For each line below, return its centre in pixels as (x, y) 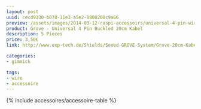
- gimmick (19, 61)
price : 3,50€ (22, 40)
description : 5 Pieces (34, 34)
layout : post (22, 12)
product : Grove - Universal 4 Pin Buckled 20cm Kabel (75, 28)
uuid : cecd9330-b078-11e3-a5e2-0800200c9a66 (63, 17)
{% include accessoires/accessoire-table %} (61, 101)
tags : (13, 72)
